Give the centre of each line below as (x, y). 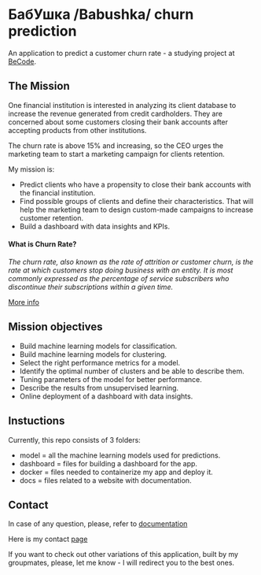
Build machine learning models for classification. (98, 346)
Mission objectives (55, 327)
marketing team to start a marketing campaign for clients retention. (117, 154)
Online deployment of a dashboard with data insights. (106, 396)
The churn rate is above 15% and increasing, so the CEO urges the (116, 145)
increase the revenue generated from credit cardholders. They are (115, 113)
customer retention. (51, 217)
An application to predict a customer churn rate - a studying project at (121, 53)
